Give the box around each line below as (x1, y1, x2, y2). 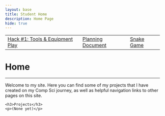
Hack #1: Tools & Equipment (7, 36, 73, 43)
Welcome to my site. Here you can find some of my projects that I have (5, 82, 149, 88)
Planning (82, 36, 103, 43)
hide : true (5, 21, 27, 26)
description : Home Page (5, 16, 54, 21)
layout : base (5, 7, 32, 12)
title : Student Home (5, 12, 48, 17)
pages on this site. (5, 93, 43, 98)
